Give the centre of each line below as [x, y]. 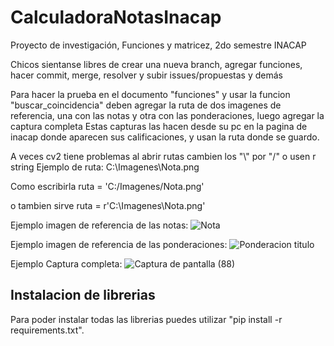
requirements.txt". [47, 330]
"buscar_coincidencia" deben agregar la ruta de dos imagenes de [146, 105]
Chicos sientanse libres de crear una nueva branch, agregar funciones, [156, 64]
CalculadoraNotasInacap [116, 17]
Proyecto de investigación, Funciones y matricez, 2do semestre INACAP [158, 45]
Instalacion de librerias [83, 295]
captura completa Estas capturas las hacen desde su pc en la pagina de [159, 126]
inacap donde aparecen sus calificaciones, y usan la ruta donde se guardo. [165, 137]
